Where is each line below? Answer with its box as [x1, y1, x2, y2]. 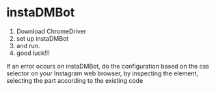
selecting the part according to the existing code [6, 76, 144, 84]
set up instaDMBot [16, 34, 69, 42]
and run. [16, 41, 40, 50]
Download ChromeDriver [16, 27, 87, 35]
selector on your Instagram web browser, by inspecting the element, [6, 69, 199, 77]
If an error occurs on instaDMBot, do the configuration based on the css [6, 62, 210, 70]
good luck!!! [16, 49, 51, 57]
